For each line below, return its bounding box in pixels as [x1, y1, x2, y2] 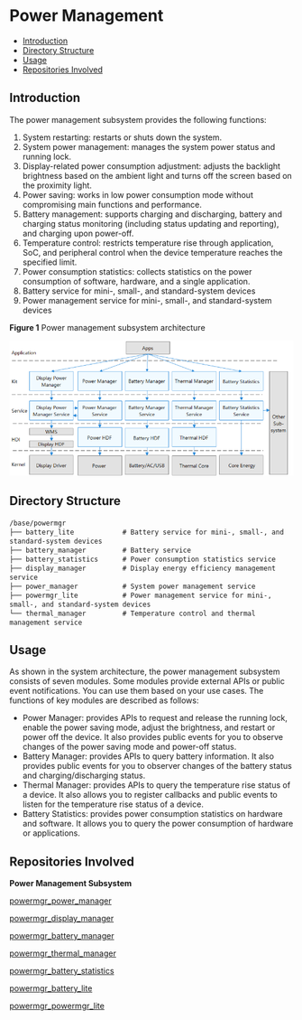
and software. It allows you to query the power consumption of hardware [22, 819, 294, 829]
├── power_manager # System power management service [9, 582, 256, 591]
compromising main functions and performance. [22, 199, 203, 210]
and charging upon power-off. [22, 228, 134, 239]
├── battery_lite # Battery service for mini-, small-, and [9, 528, 284, 537]
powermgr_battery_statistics [9, 966, 114, 977]
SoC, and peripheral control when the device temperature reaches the [22, 247, 283, 257]
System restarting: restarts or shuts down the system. [22, 132, 223, 143]
